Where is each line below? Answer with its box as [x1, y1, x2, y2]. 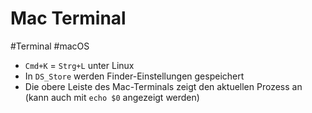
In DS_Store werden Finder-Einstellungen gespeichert [24, 70, 245, 82]
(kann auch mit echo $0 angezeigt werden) [24, 91, 200, 103]
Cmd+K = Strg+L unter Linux [24, 59, 135, 71]
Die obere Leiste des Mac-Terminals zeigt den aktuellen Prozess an [24, 80, 303, 92]
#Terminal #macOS [10, 40, 90, 52]
